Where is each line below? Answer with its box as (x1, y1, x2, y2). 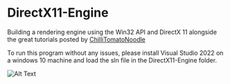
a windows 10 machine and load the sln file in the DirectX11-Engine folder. (7, 56, 217, 64)
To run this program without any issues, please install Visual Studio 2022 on (7, 49, 224, 57)
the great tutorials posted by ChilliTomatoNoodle (7, 35, 145, 43)
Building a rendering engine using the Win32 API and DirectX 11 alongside (7, 28, 217, 36)
